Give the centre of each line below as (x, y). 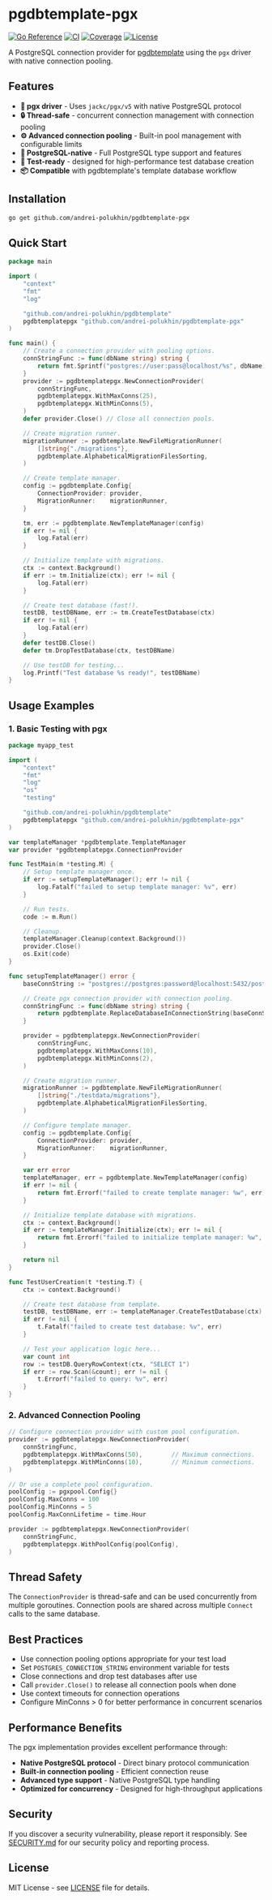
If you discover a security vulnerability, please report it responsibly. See (128, 1833)
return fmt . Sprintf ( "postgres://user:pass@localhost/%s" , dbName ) (152, 366)
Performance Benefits (66, 1728)
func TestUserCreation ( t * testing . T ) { (76, 1282)
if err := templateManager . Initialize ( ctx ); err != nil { (123, 1230)
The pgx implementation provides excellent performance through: (118, 1747)
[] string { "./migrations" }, (83, 448)
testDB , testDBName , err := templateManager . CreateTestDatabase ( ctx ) (143, 1312)
